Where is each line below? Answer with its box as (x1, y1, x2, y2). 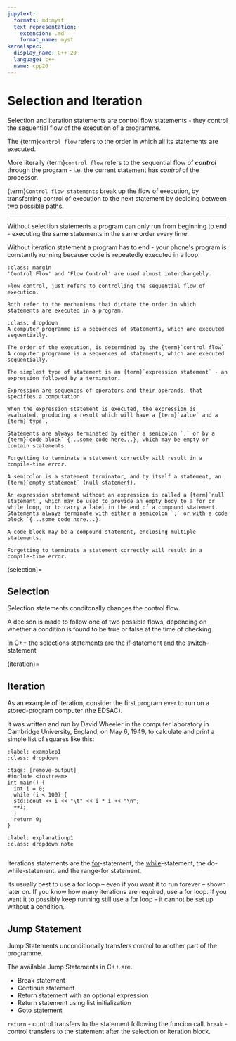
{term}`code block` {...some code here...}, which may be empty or (7, 436, 209, 443)
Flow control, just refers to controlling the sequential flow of (7, 282, 206, 289)
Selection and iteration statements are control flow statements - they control (7, 116, 228, 124)
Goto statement (17, 1006, 63, 1014)
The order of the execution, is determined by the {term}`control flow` (7, 343, 225, 351)
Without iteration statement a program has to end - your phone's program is (7, 243, 227, 251)
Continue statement (17, 984, 75, 992)
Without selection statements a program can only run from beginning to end (7, 222, 227, 230)
